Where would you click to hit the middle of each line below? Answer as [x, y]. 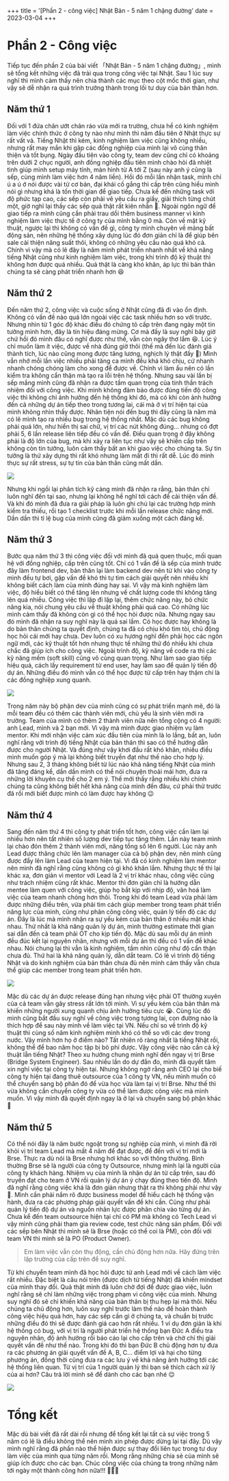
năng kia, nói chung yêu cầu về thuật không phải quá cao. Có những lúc [108, 607]
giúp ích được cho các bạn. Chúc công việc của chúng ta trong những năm [113, 1463]
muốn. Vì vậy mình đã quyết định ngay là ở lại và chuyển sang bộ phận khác [114, 1098]
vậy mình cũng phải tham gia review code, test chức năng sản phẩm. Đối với [114, 1224]
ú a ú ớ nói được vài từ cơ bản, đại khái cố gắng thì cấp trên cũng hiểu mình [113, 184]
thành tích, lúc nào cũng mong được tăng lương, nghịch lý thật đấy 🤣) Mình [112, 353]
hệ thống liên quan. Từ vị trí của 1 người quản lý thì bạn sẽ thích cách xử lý [111, 1367]
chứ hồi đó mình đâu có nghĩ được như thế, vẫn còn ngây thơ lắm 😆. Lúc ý [112, 339]
